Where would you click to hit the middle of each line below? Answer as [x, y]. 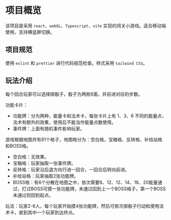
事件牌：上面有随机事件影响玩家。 [49, 128]
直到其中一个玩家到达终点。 [48, 212]
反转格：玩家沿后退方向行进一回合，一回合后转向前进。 [71, 169]
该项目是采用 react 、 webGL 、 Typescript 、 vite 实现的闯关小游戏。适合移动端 [86, 26]
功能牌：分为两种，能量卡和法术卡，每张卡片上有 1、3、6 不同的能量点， [89, 116]
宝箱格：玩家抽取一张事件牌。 [44, 163]
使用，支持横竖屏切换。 [30, 32]
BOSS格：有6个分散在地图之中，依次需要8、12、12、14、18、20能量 [85, 182]
